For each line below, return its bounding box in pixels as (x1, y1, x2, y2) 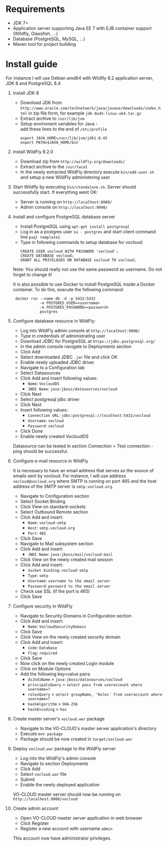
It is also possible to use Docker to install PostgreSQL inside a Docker (12, 281, 156, 287)
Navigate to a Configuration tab (20, 364, 85, 370)
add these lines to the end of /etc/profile (20, 126, 107, 132)
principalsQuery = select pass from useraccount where (27, 681, 143, 687)
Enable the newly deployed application (20, 781, 100, 787)
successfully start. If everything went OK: (12, 189, 98, 195)
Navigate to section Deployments (20, 760, 88, 766)
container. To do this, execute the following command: (12, 286, 124, 292)
